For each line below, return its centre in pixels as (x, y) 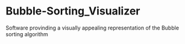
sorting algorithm (27, 34)
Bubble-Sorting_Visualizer (73, 11)
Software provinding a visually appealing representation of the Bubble (92, 28)
